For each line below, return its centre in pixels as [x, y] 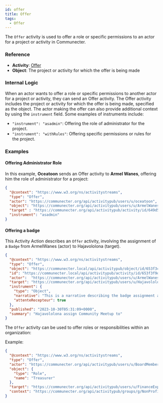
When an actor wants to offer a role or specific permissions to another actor [81, 93]
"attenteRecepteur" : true [40, 300]
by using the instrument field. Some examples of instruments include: [74, 114]
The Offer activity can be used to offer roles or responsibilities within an [77, 327]
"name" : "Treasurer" [34, 378]
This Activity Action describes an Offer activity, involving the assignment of [81, 241]
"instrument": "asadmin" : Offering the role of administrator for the [78, 123]
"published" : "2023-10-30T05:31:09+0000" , [53, 309]
